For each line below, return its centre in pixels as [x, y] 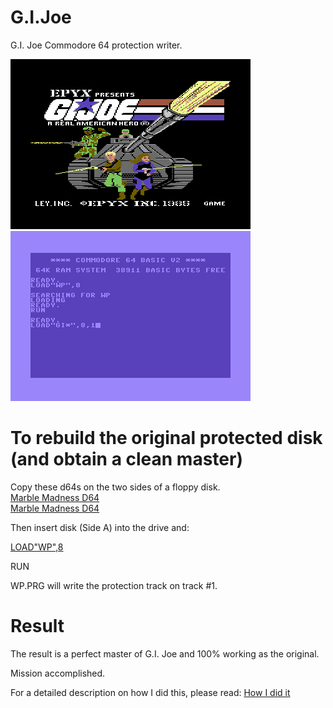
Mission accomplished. [58, 673]
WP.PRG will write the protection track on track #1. [114, 585]
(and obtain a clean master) [126, 459]
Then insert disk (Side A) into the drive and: [100, 527]
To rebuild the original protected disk [166, 438]
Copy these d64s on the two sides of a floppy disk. [115, 487]
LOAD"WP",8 [37, 547]
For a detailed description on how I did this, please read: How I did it [150, 692]
